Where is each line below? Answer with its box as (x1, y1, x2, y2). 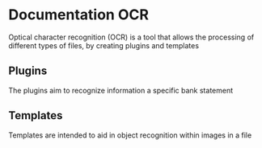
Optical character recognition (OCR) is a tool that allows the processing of (8, 32, 255, 42)
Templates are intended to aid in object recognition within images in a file (8, 130, 252, 140)
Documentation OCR (8, 6, 150, 24)
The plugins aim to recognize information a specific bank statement (8, 85, 234, 95)
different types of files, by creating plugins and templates (8, 40, 200, 50)
